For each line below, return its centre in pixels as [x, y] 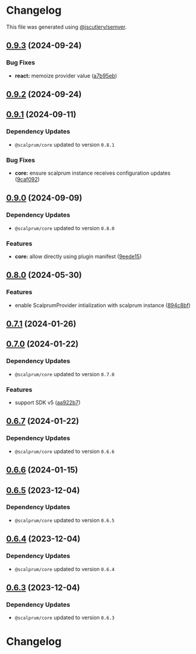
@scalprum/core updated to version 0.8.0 [64, 228]
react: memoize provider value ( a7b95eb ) [66, 76]
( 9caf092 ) [27, 179]
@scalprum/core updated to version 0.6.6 [64, 451]
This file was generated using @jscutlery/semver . [67, 27]
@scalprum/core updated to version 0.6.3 [64, 618]
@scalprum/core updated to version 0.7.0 [64, 374]
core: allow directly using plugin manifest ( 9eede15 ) [78, 256]
